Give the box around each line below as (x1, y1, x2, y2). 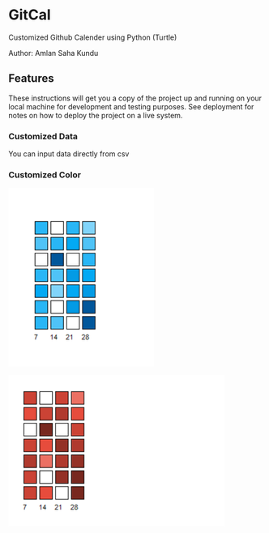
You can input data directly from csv (8, 149, 130, 159)
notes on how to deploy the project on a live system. (8, 110, 183, 120)
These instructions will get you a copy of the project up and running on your (8, 93, 262, 103)
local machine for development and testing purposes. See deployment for (8, 101, 254, 111)
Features (8, 71, 54, 86)
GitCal (8, 6, 51, 24)
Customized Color (8, 168, 81, 180)
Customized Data (8, 130, 79, 142)
